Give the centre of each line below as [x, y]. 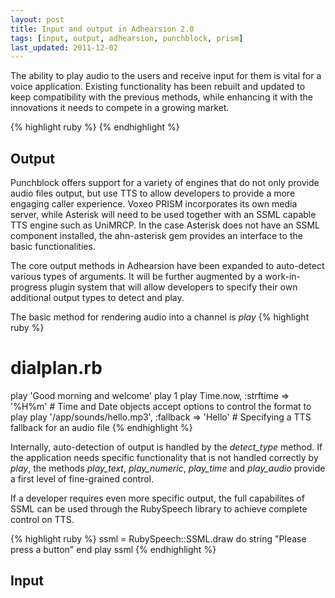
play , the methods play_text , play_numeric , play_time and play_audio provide [168, 468]
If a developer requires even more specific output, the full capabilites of [157, 498]
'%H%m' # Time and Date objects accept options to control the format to [161, 406]
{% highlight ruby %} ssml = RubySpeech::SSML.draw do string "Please [158, 539]
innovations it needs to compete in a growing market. [120, 108]
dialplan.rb [56, 368]
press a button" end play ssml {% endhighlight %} [113, 549]
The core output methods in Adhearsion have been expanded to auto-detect [167, 266]
